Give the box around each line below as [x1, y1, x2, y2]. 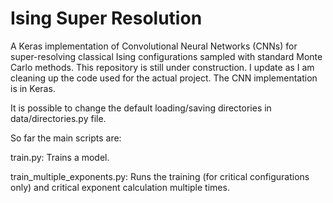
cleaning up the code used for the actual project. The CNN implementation [10, 72, 318, 84]
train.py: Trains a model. [10, 151, 110, 163]
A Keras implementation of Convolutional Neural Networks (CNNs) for [10, 40, 298, 52]
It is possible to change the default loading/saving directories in [10, 102, 272, 114]
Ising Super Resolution [10, 7, 203, 30]
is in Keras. [10, 82, 56, 94]
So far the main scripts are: [10, 132, 122, 144]
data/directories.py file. [10, 112, 107, 124]
